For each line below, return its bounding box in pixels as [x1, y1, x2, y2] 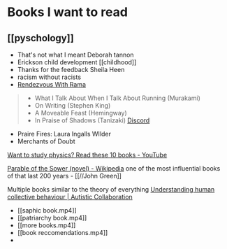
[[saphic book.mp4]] [17, 206, 77, 214]
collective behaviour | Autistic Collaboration [7, 193, 133, 201]
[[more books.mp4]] [17, 221, 76, 229]
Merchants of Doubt [17, 137, 75, 145]
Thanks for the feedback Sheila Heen [17, 66, 125, 73]
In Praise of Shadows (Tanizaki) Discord [34, 116, 150, 124]
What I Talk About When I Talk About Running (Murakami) [34, 94, 200, 102]
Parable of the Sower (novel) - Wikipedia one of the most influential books [7, 164, 221, 172]
